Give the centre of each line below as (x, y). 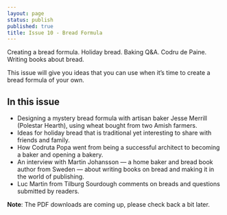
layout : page (26, 13)
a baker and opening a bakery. (60, 155)
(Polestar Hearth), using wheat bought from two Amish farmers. (107, 126)
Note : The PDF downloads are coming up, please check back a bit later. (109, 205)
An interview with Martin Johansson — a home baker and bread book (115, 162)
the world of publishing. (50, 177)
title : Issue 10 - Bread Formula (55, 33)
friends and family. (43, 140)
